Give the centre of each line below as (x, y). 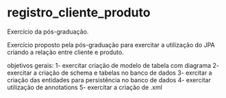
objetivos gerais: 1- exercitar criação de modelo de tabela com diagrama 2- (113, 65)
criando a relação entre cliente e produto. (66, 52)
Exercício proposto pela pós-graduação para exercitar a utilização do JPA (111, 45)
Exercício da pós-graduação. (48, 32)
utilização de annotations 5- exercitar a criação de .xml (85, 87)
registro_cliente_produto (79, 13)
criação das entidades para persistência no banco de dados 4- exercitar (109, 79)
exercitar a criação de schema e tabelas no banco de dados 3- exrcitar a (110, 73)
